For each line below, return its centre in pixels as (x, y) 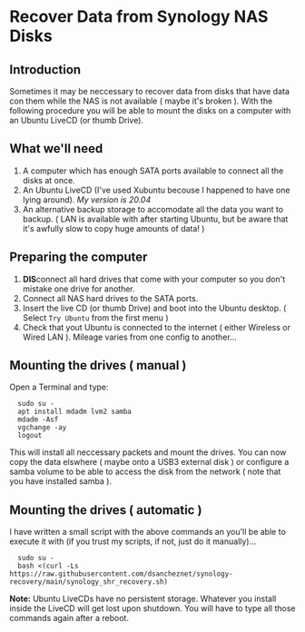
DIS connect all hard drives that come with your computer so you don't (154, 279)
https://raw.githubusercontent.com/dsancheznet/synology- (121, 574)
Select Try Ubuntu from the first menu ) (96, 317)
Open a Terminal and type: (59, 387)
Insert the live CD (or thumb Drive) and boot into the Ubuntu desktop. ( (154, 308)
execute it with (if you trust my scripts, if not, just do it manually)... (133, 541)
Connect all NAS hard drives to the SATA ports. (110, 298)
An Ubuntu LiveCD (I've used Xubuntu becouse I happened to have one (156, 190)
